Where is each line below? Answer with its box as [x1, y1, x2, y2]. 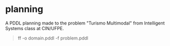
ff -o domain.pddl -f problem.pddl [17, 35, 89, 41]
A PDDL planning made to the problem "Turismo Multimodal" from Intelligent [5, 20, 165, 26]
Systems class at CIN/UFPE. [5, 25, 64, 31]
